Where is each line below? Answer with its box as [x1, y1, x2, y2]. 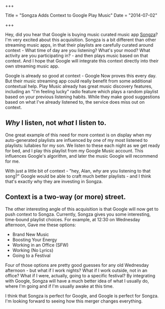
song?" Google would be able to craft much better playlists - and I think [5, 173, 152, 179]
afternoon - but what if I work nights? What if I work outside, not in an [5, 267, 148, 273]
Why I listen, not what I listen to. [5, 119, 107, 127]
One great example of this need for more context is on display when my [5, 132, 152, 138]
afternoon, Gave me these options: [5, 222, 76, 228]
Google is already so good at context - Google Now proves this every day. [5, 73, 157, 78]
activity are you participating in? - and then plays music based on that [5, 53, 148, 59]
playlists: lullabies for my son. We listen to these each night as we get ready [5, 142, 160, 148]
